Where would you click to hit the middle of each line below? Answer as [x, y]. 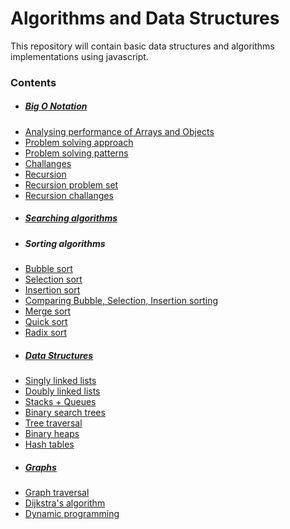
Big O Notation [56, 106]
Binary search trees [65, 413]
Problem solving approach [79, 142]
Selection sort [53, 279]
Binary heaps [52, 434]
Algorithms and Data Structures [145, 18]
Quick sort [46, 322]
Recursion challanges [69, 195]
